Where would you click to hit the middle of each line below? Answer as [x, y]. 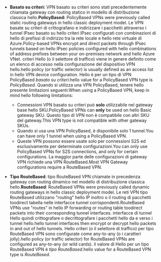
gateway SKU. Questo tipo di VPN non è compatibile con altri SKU [83, 115]
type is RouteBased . [30, 254]
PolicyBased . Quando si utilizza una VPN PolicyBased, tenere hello [77, 85]
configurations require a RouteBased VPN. [60, 167]
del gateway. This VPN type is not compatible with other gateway [82, 120]
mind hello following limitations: [41, 95]
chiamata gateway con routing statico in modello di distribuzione [75, 12]
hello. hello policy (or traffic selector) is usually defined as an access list [81, 69]
